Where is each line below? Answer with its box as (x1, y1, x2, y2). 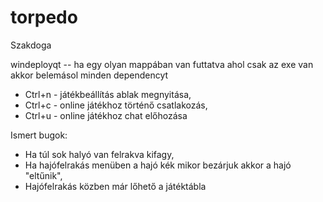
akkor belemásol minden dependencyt (10, 69, 169, 81)
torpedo (10, 6, 78, 29)
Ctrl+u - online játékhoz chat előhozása (24, 109, 188, 121)
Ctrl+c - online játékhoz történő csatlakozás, (24, 99, 208, 111)
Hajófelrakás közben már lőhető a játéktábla (24, 180, 207, 192)
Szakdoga (10, 39, 52, 51)
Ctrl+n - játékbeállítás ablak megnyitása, (24, 88, 192, 100)
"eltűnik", (24, 169, 63, 181)
